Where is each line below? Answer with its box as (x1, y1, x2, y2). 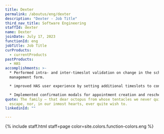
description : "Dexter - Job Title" (5, 16, 78, 21)
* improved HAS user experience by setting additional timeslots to (9, 84, 152, 88)
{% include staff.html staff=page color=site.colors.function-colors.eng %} (5, 123, 154, 129)
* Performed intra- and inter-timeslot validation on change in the (9, 70, 152, 75)
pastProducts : (5, 57, 34, 62)
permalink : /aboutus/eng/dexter (5, 12, 71, 17)
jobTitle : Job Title (5, 43, 47, 48)
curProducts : (5, 48, 32, 52)
